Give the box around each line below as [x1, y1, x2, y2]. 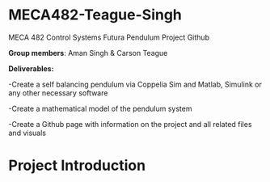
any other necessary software [8, 87, 108, 98]
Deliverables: [8, 63, 54, 74]
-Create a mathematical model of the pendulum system [8, 104, 192, 113]
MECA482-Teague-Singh [8, 6, 182, 24]
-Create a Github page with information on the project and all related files [8, 119, 252, 129]
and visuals [8, 128, 47, 138]
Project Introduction [8, 156, 146, 175]
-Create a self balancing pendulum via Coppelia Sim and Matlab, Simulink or [8, 79, 263, 89]
